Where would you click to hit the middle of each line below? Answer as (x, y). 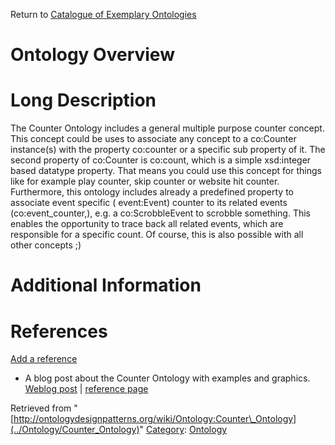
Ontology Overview (92, 55)
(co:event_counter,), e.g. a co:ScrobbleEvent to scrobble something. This (160, 213)
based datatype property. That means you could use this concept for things (166, 171)
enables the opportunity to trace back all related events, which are (147, 224)
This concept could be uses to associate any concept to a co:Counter (153, 139)
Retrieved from (41, 408)
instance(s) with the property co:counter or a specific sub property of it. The (168, 150)
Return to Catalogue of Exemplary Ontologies (103, 14)
